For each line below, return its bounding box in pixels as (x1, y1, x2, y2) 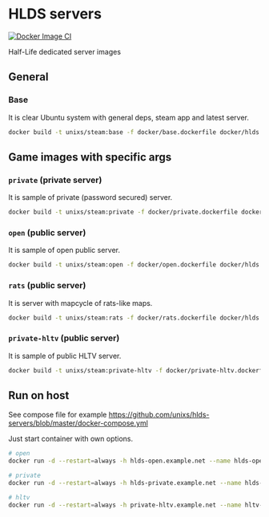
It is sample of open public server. (8, 246, 120, 255)
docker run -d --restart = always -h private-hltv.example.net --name (8, 501, 242, 509)
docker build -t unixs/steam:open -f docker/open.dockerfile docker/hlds (8, 261, 260, 269)
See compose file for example (8, 410, 107, 420)
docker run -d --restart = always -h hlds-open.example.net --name (8, 457, 231, 466)
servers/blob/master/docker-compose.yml (8, 418, 148, 428)
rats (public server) (8, 280, 86, 291)
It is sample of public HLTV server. (8, 351, 122, 360)
